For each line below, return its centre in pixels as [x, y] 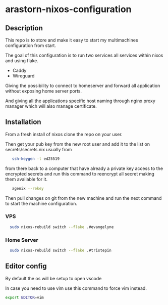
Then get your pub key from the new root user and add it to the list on [78, 144]
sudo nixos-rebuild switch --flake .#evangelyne [62, 227]
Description [24, 28]
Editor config [26, 266]
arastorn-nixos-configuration [69, 9]
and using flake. [22, 61]
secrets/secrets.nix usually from [39, 149]
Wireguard [23, 76]
